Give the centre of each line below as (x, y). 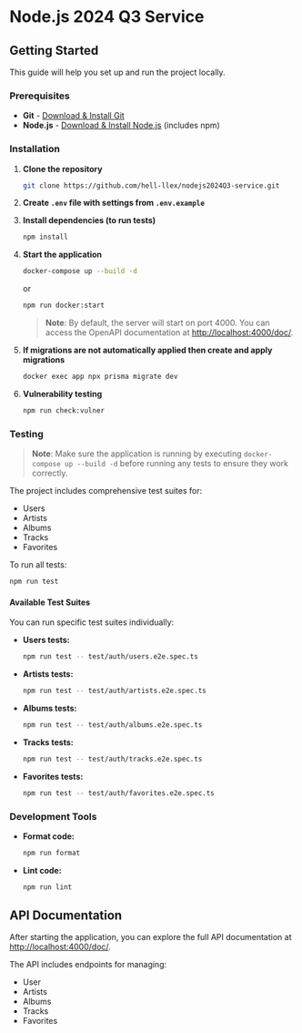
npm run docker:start (63, 306)
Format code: (49, 836)
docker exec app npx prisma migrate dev (100, 377)
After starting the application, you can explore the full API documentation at (151, 937)
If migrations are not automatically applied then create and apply (147, 350)
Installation (35, 149)
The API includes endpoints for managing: (88, 965)
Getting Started (54, 51)
